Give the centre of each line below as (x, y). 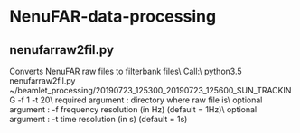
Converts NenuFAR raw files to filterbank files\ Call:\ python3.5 (126, 71)
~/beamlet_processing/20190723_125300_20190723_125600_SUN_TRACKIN (150, 90)
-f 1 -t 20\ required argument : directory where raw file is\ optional (140, 100)
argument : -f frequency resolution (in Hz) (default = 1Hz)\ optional (133, 109)
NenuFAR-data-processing (113, 17)
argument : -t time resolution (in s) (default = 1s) (98, 119)
